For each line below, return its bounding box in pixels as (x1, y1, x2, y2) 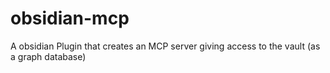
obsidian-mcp (10, 7, 130, 30)
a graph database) (10, 50, 87, 62)
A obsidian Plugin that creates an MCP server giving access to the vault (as (10, 40, 321, 52)
